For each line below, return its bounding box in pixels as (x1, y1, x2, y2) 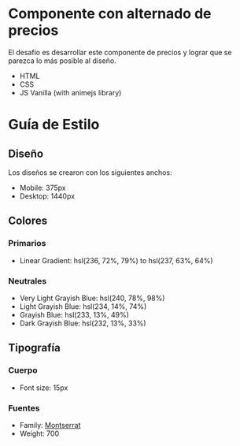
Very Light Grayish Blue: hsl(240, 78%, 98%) (19, 293, 165, 303)
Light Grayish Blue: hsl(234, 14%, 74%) (19, 301, 147, 311)
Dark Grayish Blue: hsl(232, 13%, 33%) (19, 318, 147, 328)
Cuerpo (8, 365, 38, 376)
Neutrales (8, 275, 47, 286)
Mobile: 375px (19, 183, 66, 192)
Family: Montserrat (19, 420, 81, 429)
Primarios (8, 238, 46, 249)
